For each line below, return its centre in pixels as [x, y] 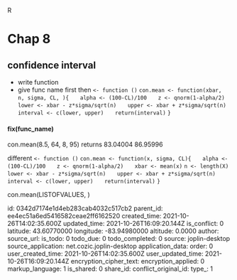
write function [38, 82]
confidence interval [52, 65]
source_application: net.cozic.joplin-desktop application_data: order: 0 [110, 246]
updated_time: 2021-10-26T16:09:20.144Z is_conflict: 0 [143, 224]
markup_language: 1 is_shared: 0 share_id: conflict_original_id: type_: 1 [110, 269]
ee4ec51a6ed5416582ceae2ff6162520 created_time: [84, 216]
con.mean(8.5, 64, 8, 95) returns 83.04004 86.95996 [85, 144]
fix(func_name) [31, 129]
